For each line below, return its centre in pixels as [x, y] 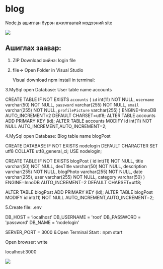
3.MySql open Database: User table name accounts [59, 89]
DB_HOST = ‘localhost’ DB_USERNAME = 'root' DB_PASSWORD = [73, 217]
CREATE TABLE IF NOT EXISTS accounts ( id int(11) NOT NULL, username [80, 99]
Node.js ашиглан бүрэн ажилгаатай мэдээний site [59, 23]
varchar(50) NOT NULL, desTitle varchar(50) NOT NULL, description [76, 166]
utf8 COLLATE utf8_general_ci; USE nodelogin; [54, 151]
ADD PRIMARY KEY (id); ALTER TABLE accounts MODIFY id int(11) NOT [79, 121]
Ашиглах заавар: [33, 48]
